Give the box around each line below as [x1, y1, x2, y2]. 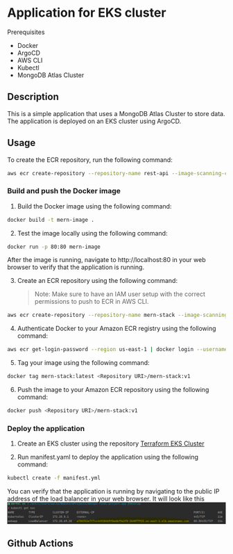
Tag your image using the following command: [17, 359, 150, 367]
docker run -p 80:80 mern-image [7, 243, 101, 250]
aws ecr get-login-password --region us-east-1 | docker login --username [7, 346, 228, 353]
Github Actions [7, 537, 74, 550]
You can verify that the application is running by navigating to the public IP [7, 487, 220, 496]
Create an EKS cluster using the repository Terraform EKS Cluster [17, 439, 205, 448]
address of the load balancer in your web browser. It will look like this [7, 495, 205, 503]
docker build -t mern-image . [7, 216, 95, 223]
